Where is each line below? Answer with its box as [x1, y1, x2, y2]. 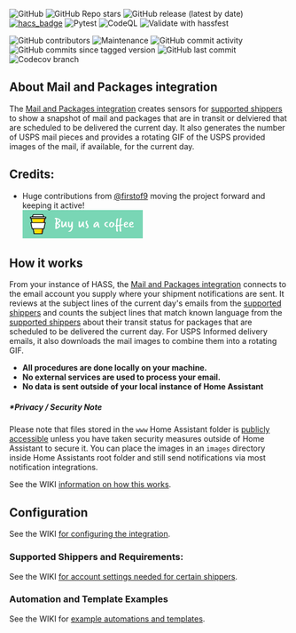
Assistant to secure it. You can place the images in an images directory [9, 443, 266, 453]
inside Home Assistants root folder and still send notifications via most [9, 453, 266, 463]
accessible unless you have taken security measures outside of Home [9, 434, 265, 445]
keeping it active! [21, 200, 85, 211]
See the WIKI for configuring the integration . [9, 529, 171, 540]
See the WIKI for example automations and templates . [9, 613, 206, 624]
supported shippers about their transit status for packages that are [9, 316, 253, 328]
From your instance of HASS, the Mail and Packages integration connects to [9, 279, 286, 290]
